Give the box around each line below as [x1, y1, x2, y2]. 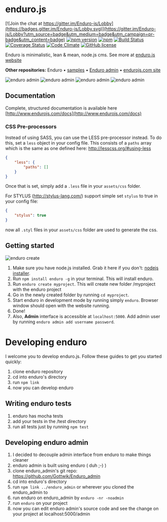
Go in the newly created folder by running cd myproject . [12, 292, 130, 298]
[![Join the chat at [5, 20, 43, 26]
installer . [12, 270, 30, 276]
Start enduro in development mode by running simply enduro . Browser [12, 297, 158, 303]
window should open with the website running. [12, 302, 110, 308]
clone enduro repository [12, 368, 63, 374]
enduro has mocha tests [12, 412, 63, 419]
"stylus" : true [14, 213, 47, 218]
